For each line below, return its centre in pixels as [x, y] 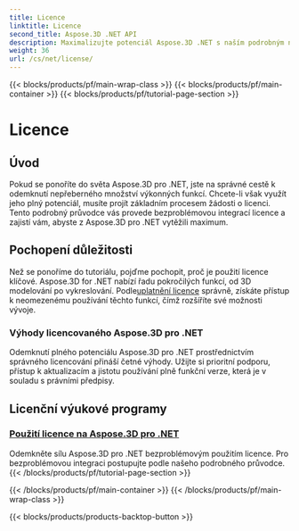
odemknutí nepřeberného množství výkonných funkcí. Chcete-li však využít [148, 194]
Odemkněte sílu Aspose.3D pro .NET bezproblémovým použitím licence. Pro [149, 453]
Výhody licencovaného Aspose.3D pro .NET [106, 333]
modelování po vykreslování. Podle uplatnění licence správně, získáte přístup [149, 290]
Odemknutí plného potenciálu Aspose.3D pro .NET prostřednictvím [132, 353]
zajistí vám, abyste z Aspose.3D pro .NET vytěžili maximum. [119, 222]
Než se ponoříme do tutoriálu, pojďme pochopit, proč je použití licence [139, 271]
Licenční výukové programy [88, 408]
